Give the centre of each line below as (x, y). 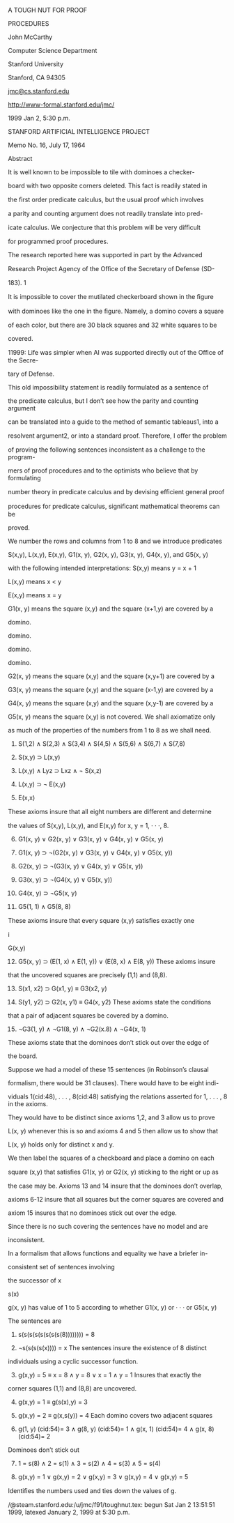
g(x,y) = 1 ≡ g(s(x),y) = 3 (53, 1402)
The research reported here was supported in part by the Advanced (105, 255)
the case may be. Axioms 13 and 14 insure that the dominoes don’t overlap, (116, 1186)
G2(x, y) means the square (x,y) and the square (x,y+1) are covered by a (111, 676)
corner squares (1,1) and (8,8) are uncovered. (72, 1388)
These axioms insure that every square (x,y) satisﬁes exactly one (101, 920)
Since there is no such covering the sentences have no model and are (108, 1226)
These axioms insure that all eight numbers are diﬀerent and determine (110, 812)
